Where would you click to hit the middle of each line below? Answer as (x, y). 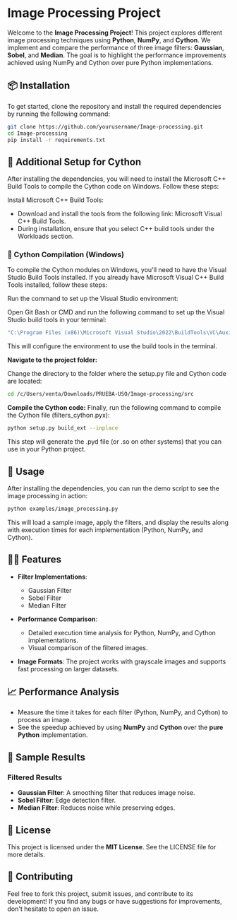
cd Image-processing (38, 133)
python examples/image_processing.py (63, 509)
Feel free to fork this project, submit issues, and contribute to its (101, 894)
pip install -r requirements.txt (56, 140)
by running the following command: (59, 114)
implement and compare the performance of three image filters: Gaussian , (116, 47)
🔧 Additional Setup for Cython (74, 161)
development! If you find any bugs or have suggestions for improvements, (115, 901)
